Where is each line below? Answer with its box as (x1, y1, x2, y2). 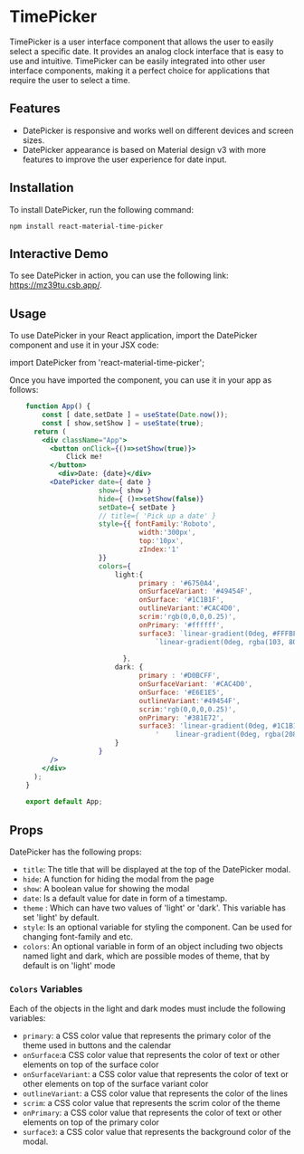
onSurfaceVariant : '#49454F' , (138, 587, 253, 596)
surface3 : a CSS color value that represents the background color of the (22, 1127, 291, 1138)
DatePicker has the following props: (9, 846, 142, 857)
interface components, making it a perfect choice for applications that (9, 65, 270, 76)
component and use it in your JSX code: (9, 339, 159, 350)
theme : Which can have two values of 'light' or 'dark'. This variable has (22, 902, 287, 913)
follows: (9, 385, 39, 396)
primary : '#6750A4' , (138, 578, 221, 587)
